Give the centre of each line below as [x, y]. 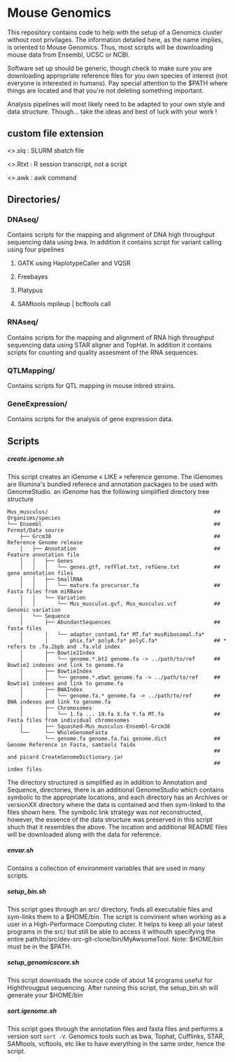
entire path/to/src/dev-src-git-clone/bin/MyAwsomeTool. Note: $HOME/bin [115, 939]
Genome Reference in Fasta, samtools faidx [72, 745]
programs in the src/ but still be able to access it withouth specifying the [111, 931]
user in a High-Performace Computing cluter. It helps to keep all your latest [115, 924]
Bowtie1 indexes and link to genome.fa [65, 683]
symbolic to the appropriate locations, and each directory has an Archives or [117, 797]
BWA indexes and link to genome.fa [59, 702]
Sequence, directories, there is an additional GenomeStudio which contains [116, 789]
